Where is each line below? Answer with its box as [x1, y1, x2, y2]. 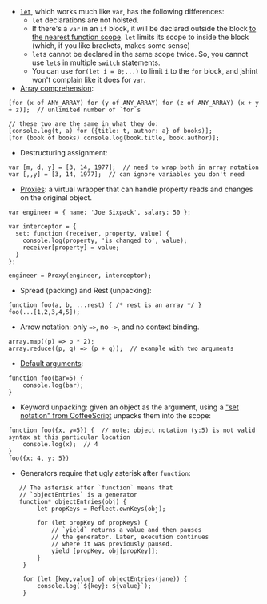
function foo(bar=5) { [8, 374, 84, 382]
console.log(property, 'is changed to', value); [22, 236, 188, 244]
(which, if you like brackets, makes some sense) [31, 41, 190, 50]
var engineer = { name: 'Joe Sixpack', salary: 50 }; [8, 208, 192, 216]
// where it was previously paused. [50, 540, 173, 548]
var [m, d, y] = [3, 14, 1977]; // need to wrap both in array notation [8, 163, 260, 171]
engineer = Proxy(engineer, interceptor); [8, 272, 152, 280]
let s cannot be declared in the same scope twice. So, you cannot [31, 50, 249, 58]
